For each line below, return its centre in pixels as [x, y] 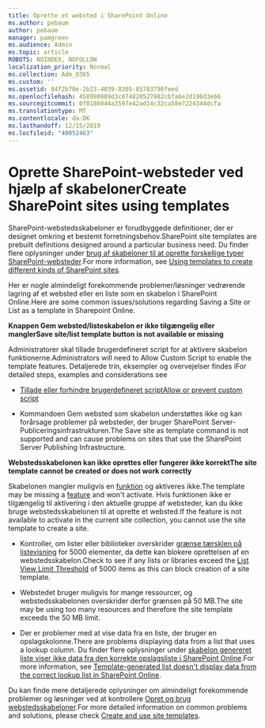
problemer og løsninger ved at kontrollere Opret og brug [100, 698]
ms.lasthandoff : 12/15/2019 [55, 126]
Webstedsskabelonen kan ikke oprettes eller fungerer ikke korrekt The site [132, 462]
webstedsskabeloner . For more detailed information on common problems [128, 707]
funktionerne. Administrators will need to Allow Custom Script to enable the [130, 357]
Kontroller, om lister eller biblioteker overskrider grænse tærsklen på [131, 543]
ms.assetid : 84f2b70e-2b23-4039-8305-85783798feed [93, 89]
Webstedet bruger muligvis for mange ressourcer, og [106, 592]
